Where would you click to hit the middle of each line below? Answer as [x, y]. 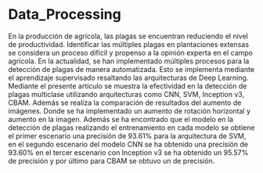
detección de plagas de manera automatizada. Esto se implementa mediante [131, 69]
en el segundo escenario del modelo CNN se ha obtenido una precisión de [128, 144]
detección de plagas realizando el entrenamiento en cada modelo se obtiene [131, 128]
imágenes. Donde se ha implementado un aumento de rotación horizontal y [130, 110]
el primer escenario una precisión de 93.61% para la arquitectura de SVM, [127, 135]
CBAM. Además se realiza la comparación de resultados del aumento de [125, 103]
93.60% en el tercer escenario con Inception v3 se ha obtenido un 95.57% [128, 152]
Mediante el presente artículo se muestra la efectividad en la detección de [128, 86]
